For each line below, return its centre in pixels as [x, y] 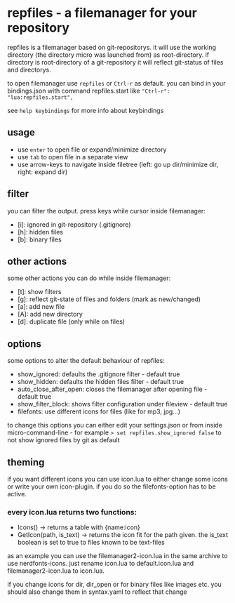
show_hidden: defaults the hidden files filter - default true [101, 382]
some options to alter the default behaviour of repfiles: [86, 361]
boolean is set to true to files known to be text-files [91, 543]
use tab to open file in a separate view [73, 157]
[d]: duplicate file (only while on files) [71, 322]
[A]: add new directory [50, 314]
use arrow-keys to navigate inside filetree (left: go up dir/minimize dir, [118, 164]
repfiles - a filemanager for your [102, 13]
